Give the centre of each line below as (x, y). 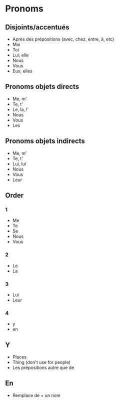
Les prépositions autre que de (43, 367)
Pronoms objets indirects (45, 141)
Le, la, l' (20, 109)
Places (19, 357)
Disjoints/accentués (37, 27)
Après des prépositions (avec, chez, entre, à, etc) (63, 39)
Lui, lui (19, 163)
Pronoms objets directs (42, 87)
